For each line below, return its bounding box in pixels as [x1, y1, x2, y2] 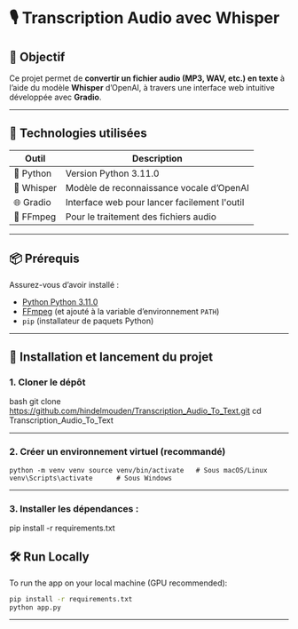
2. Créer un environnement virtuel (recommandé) [9, 446, 226, 458]
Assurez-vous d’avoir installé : [9, 279, 120, 290]
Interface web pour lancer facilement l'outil [65, 195, 245, 208]
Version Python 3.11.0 [65, 167, 160, 179]
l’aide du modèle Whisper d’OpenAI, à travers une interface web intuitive [9, 83, 275, 92]
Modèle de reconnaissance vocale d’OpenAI [65, 181, 250, 194]
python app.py [9, 602, 62, 612]
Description [131, 152, 184, 164]
